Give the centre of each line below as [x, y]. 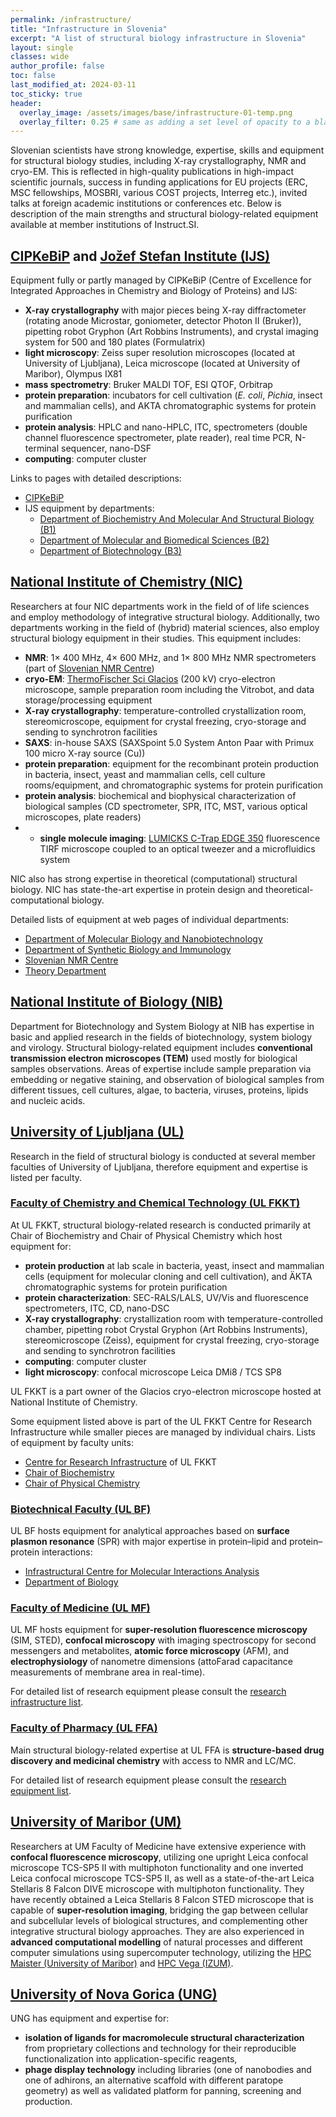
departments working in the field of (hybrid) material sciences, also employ [165, 627]
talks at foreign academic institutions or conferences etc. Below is [146, 203]
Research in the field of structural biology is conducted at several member [163, 1156]
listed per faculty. [46, 1177]
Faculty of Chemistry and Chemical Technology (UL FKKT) [155, 1203]
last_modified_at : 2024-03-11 [73, 85]
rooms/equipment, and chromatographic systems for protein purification [174, 785]
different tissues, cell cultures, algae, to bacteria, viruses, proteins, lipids [159, 1090]
